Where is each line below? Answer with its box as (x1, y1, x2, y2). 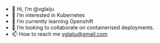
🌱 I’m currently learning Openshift (11, 18, 94, 24)
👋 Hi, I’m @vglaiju (11, 6, 55, 12)
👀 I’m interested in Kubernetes (11, 12, 85, 19)
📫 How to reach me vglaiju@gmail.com (11, 31, 108, 37)
